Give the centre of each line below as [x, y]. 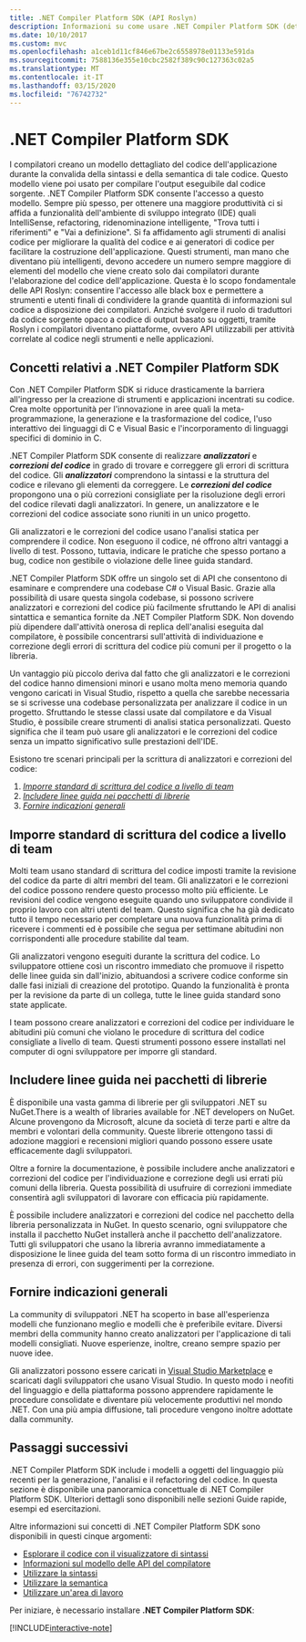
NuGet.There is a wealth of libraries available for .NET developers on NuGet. [153, 1112]
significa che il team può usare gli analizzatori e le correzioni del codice [143, 732]
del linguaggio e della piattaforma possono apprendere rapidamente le [142, 1390]
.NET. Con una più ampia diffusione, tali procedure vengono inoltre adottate [151, 1409]
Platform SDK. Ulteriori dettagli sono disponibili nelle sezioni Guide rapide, [148, 1499]
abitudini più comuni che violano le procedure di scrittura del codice [137, 1033]
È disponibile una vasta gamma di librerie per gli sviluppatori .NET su [138, 1102]
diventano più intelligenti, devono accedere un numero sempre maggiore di [150, 262]
